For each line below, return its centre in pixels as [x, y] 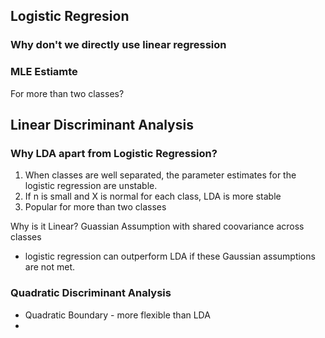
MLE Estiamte [44, 72]
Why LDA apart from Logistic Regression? [114, 153]
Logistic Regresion [70, 16]
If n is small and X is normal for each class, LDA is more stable [153, 196]
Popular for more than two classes [95, 207]
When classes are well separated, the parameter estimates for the [160, 175]
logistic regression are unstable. [91, 186]
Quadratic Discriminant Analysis [91, 293]
